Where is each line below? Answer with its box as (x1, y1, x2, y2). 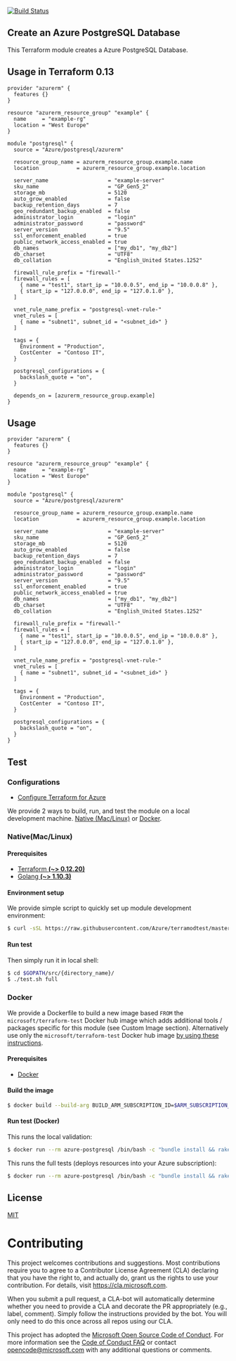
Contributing (7, 1235, 84, 1251)
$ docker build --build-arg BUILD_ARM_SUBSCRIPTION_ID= (7, 1102, 174, 1109)
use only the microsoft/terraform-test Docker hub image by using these (7, 1031, 219, 1039)
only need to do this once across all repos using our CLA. (7, 1317, 173, 1325)
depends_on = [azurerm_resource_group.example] (13, 392, 156, 399)
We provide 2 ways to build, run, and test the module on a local (7, 807, 190, 815)
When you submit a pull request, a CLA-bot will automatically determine (7, 1294, 215, 1303)
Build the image (7, 1086, 54, 1095)
